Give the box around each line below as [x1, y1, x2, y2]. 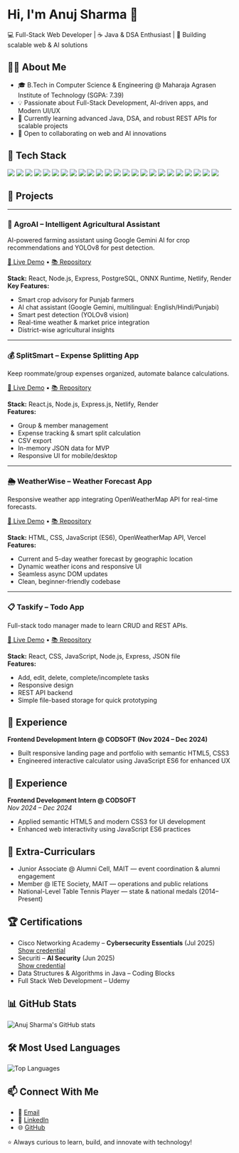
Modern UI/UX [17, 106, 60, 115]
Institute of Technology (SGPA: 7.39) [17, 90, 124, 99]
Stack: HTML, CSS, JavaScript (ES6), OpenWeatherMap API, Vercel [7, 533, 206, 542]
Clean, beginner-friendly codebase [17, 578, 121, 586]
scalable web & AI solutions [7, 41, 88, 49]
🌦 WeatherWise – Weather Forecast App [7, 476, 152, 486]
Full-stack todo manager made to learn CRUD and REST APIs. [7, 621, 188, 629]
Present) [17, 895, 43, 903]
